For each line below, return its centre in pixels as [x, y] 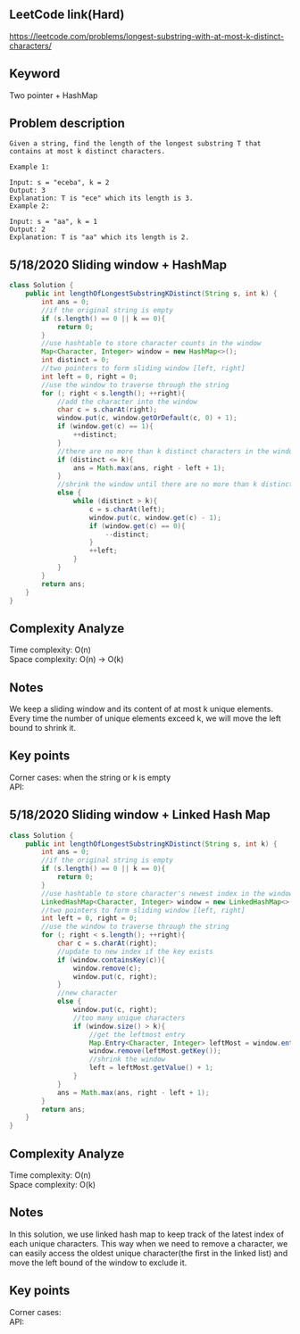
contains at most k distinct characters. [87, 152]
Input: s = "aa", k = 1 [54, 222]
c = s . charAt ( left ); [127, 509]
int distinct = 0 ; [75, 360]
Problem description [67, 124]
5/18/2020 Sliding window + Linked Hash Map [140, 815]
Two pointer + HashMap [54, 95]
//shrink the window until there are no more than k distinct [175, 485]
